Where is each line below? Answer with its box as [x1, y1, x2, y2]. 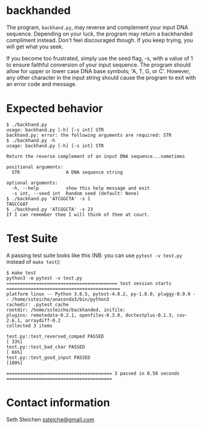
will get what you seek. [6, 43, 64, 50]
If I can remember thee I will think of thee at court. [6, 211, 150, 218]
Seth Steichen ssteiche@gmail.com [6, 416, 95, 423]
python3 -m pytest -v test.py [6, 275, 83, 281]
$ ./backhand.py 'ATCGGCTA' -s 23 [6, 206, 94, 212]
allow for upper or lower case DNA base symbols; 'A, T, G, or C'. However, [6, 67, 191, 74]
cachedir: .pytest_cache [6, 301, 69, 307]
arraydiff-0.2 [25, 317, 61, 324]
